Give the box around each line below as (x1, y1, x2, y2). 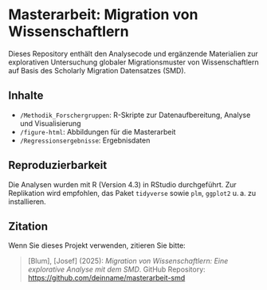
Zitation (8, 219, 48, 233)
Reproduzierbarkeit (8, 159, 108, 172)
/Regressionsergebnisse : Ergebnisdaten (19, 135, 151, 145)
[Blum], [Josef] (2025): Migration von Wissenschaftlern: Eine (27, 257, 229, 266)
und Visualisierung (19, 118, 81, 128)
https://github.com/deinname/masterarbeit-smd (27, 273, 186, 283)
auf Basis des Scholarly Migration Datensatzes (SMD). (8, 65, 187, 75)
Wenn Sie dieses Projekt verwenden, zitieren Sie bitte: (8, 241, 186, 250)
